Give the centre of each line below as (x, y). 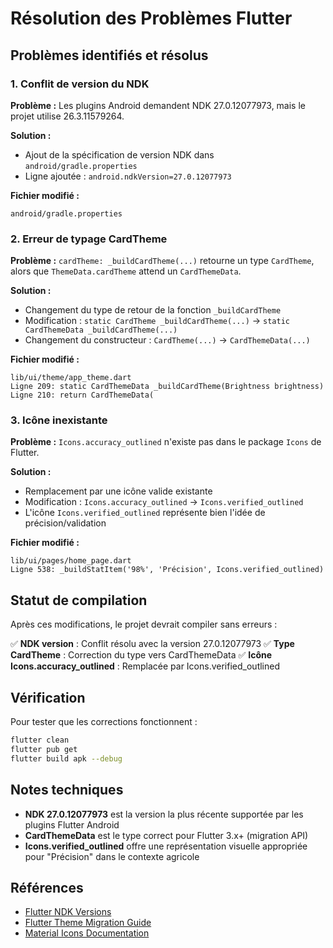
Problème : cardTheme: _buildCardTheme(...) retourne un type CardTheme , (162, 261)
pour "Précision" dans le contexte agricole (112, 856)
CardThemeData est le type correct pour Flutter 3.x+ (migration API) (166, 835)
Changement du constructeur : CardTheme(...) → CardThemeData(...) (167, 340)
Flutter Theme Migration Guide (88, 923)
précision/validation (65, 523)
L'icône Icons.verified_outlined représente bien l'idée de (145, 513)
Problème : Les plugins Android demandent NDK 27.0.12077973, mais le (158, 105)
